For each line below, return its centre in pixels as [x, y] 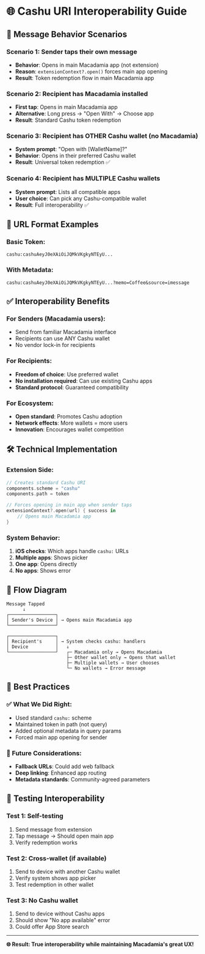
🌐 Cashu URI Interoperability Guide [97, 11]
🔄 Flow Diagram [37, 590]
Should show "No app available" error [63, 920]
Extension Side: [30, 470]
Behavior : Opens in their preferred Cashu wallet [75, 156]
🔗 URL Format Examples [52, 225]
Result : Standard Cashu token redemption [68, 120]
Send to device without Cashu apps [60, 914]
